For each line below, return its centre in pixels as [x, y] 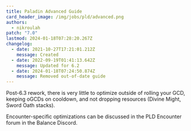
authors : [17, 22]
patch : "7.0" [22, 33]
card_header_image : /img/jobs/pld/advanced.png [65, 17]
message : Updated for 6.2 [48, 65]
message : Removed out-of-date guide [61, 76]
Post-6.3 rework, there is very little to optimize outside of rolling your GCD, [96, 93]
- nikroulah [26, 28]
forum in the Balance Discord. [42, 123]
